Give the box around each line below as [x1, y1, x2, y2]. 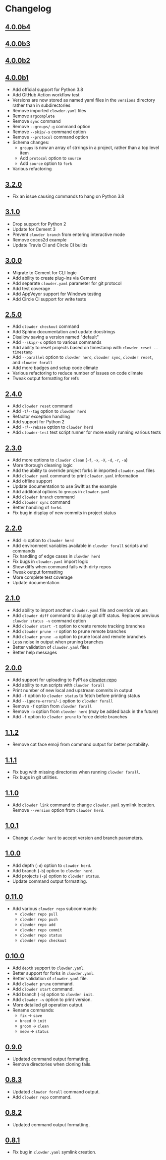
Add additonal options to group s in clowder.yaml [12, 489, 110, 495]
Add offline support [12, 478, 53, 484]
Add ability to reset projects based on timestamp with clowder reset [12, 345, 152, 351]
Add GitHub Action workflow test [12, 92, 80, 98]
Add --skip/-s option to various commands [12, 339, 102, 345]
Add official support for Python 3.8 [12, 86, 83, 92]
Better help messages [12, 649, 57, 655]
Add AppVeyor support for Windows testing [12, 291, 102, 297]
